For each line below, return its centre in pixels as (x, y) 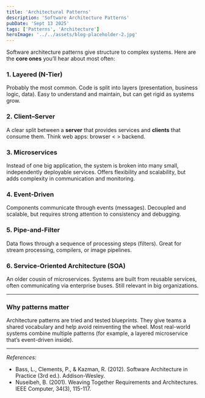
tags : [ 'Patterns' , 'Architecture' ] (53, 29)
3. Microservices (32, 152)
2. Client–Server (31, 117)
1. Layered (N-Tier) (34, 75)
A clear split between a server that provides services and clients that (94, 130)
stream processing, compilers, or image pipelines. (69, 250)
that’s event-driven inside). (40, 340)
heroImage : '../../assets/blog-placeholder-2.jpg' (72, 35)
